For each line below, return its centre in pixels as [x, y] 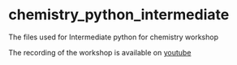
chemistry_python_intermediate [119, 15]
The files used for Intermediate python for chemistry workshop [114, 37]
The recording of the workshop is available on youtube [100, 52]
